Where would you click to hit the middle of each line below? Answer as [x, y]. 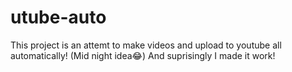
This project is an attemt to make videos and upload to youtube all [146, 45]
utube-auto [58, 17]
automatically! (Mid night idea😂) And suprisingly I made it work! [143, 55]
